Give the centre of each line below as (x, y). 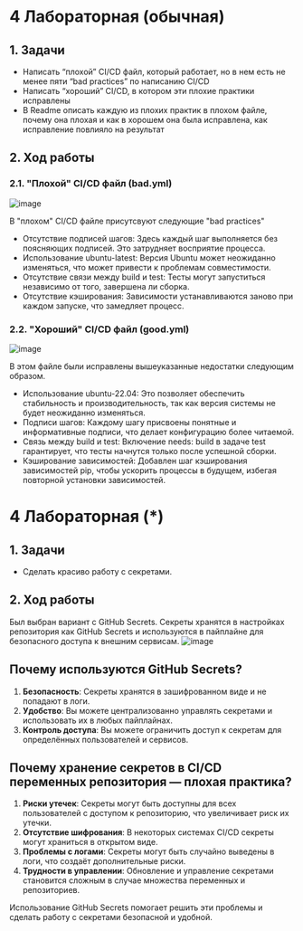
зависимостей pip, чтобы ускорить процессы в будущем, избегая (150, 470)
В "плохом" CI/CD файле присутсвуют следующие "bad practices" (137, 221)
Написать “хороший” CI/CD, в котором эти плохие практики (138, 91)
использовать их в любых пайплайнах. (98, 720)
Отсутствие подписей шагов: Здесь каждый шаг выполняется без (150, 238)
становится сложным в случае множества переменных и (134, 880)
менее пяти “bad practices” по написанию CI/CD (116, 81)
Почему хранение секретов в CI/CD (116, 768)
